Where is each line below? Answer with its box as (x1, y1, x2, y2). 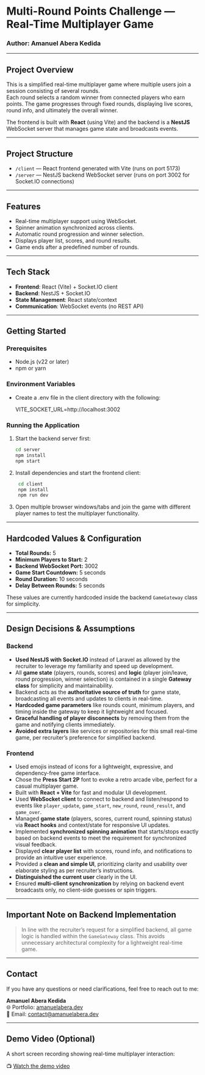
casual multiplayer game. (15, 782, 79, 790)
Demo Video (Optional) (6, 1034, 96, 1044)
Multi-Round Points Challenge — (6, 4, 175, 18)
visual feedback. (15, 841, 57, 848)
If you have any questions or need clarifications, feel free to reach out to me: (6, 985, 199, 992)
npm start (15, 458, 41, 464)
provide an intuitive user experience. (15, 854, 107, 861)
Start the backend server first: (15, 435, 91, 442)
